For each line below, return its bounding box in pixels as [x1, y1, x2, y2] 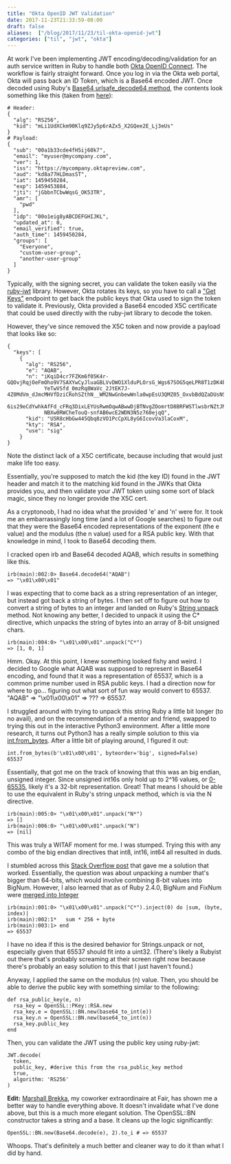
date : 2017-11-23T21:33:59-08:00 [7, 17, 103, 23]
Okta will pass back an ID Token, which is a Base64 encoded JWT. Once [7, 77, 213, 85]
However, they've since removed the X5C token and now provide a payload [7, 322, 221, 331]
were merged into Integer [7, 891, 79, 899]
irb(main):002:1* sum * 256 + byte [7, 916, 115, 923]
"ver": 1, [13, 159, 41, 166]
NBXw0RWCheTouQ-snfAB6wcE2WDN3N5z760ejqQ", [43, 410, 170, 417]
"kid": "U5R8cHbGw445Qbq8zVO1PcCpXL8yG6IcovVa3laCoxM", [25, 415, 189, 423]
